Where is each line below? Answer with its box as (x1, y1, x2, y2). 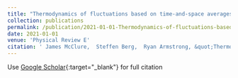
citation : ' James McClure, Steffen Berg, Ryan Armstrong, (7, 43, 192, 50)
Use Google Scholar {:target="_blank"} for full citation (7, 63, 163, 71)
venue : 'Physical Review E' (7, 37, 91, 44)
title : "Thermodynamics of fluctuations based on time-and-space (7, 10, 204, 18)
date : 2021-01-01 (7, 30, 59, 38)
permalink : (7, 23, 40, 30)
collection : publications (7, 17, 84, 24)
